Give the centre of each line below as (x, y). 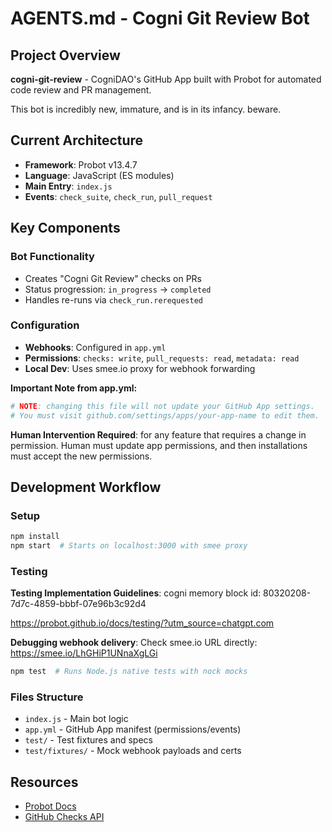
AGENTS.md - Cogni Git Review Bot (160, 18)
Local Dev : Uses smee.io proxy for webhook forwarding (140, 368)
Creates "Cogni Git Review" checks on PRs (113, 278)
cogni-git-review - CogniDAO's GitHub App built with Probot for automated (166, 79)
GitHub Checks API (64, 817)
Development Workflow (86, 487)
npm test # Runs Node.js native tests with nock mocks (129, 672)
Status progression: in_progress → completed (118, 289)
